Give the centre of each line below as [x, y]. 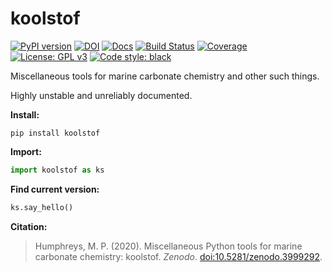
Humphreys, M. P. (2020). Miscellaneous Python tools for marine [168, 246]
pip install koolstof [55, 133]
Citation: [29, 226]
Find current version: [55, 189]
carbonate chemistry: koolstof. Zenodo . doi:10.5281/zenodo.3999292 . [178, 256]
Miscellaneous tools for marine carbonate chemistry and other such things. [165, 76]
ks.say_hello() [42, 207]
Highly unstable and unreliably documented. [101, 95]
